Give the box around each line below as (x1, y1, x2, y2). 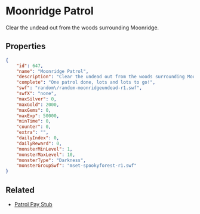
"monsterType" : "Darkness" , (16, 157, 86, 163)
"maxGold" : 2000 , (16, 102, 60, 108)
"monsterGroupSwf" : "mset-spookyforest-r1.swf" (16, 163, 137, 169)
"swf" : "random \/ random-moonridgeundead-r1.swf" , (16, 85, 143, 91)
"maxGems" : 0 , (16, 107, 51, 113)
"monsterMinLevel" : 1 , (16, 146, 73, 152)
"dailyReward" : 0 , (16, 140, 62, 146)
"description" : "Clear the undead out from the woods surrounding (16, 74, 185, 80)
